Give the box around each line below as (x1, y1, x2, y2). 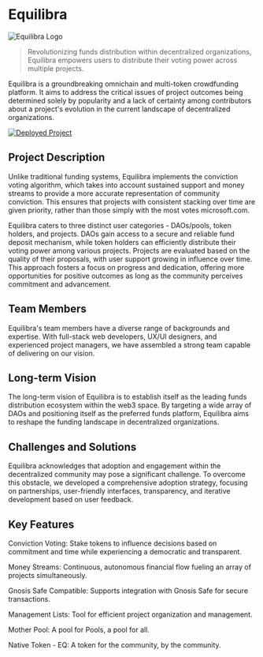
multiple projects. (27, 63, 84, 73)
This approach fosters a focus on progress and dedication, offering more (8, 262, 245, 272)
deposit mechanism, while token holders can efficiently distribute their (8, 237, 236, 246)
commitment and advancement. (8, 279, 112, 289)
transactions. (8, 595, 51, 603)
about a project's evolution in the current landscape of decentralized (8, 104, 231, 114)
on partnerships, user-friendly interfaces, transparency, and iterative (8, 486, 231, 496)
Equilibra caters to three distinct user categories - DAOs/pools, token (8, 220, 232, 230)
